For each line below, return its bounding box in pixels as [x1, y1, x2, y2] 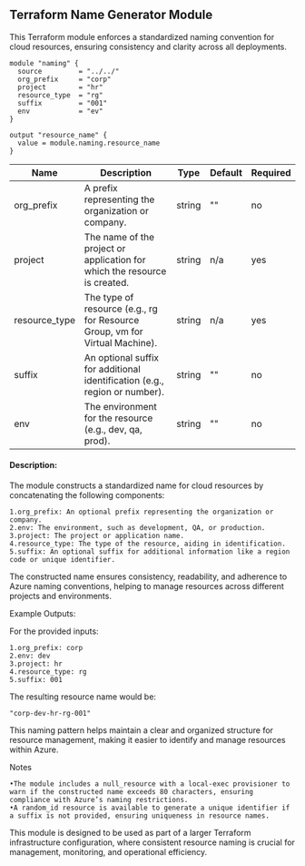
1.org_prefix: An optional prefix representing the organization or [9, 507, 274, 517]
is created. [84, 276, 130, 289]
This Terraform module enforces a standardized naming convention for [9, 31, 275, 42]
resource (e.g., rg [84, 302, 159, 315]
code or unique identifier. [9, 555, 116, 565]
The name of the [84, 230, 155, 243]
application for [84, 253, 146, 266]
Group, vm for [84, 325, 143, 338]
